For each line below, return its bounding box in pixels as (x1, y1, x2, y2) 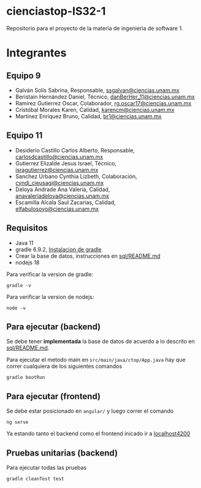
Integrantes (6, 46, 67, 60)
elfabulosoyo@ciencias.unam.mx (15, 205, 99, 212)
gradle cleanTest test (6, 476, 64, 482)
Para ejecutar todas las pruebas (6, 464, 87, 471)
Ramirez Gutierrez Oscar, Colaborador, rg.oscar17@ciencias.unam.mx (15, 99, 192, 107)
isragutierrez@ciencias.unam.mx (15, 166, 99, 173)
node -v (6, 305, 26, 311)
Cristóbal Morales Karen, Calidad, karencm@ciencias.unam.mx (15, 106, 175, 113)
